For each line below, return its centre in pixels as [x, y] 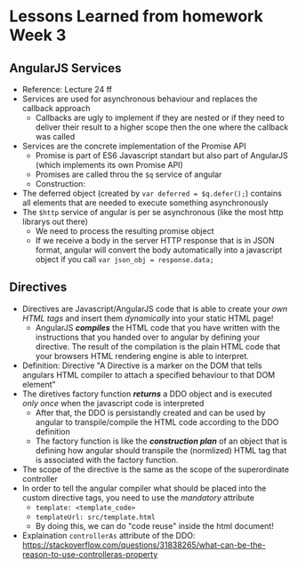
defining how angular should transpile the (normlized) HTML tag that [161, 450]
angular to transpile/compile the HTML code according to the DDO [157, 422]
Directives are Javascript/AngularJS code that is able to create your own [155, 308]
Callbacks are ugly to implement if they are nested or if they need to [160, 118]
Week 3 [38, 35]
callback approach [56, 108]
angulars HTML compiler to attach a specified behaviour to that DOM [149, 374]
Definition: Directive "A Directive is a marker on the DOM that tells [142, 365]
